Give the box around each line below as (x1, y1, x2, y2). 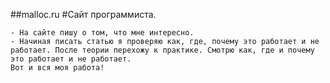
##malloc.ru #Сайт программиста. (10, 9, 157, 20)
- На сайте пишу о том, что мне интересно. (10, 28, 195, 38)
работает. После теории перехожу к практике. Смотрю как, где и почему (10, 45, 315, 55)
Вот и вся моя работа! (10, 63, 105, 73)
